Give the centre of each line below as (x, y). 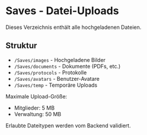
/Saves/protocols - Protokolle (50, 73)
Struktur (21, 46)
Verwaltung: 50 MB (38, 114)
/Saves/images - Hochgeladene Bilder (60, 60)
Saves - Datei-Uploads (62, 11)
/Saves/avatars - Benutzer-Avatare (57, 78)
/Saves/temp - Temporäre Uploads (56, 85)
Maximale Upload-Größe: (36, 96)
